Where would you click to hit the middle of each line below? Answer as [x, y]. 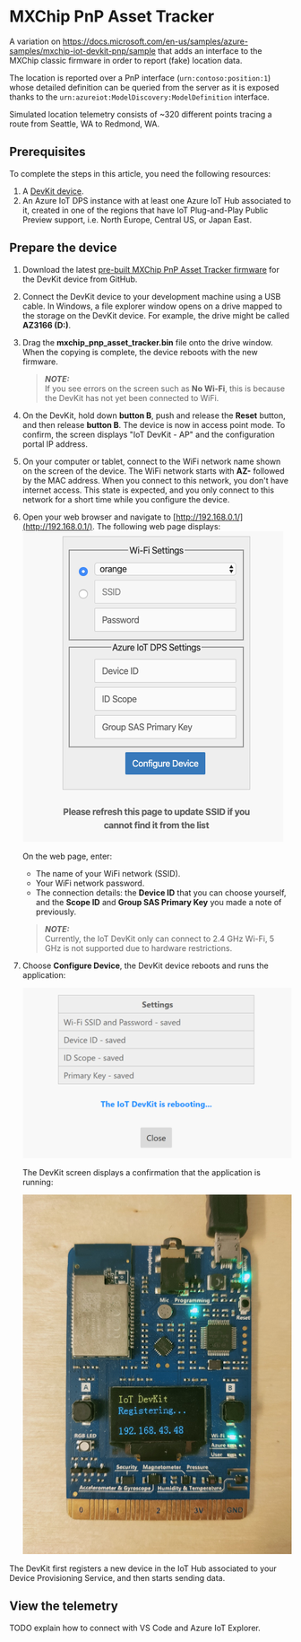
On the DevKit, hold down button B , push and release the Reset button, [154, 415]
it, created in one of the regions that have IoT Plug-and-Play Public [145, 210]
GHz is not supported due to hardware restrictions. [138, 948]
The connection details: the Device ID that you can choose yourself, [161, 892]
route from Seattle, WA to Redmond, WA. [84, 124]
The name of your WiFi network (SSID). [108, 873]
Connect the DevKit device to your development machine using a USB [151, 296]
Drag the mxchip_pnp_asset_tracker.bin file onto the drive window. [147, 342]
